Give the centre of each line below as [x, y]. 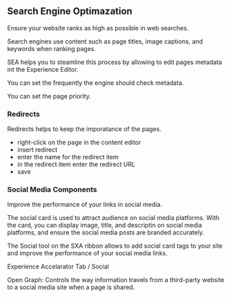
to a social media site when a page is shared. [71, 287]
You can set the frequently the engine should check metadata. [96, 83]
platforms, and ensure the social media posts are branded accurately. [106, 232]
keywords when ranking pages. [52, 48]
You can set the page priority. [49, 96]
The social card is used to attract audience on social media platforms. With [113, 218]
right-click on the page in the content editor [79, 142]
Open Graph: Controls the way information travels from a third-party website [116, 280]
